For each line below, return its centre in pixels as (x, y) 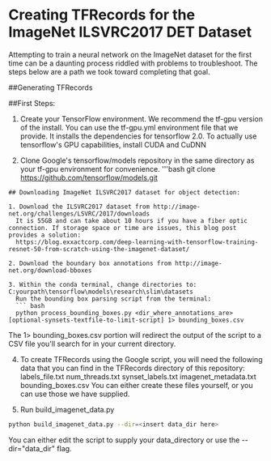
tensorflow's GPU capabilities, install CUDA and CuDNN (113, 144)
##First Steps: (32, 103)
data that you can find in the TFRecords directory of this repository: (132, 368)
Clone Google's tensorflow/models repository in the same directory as (137, 160)
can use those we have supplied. (75, 394)
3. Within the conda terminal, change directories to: (103, 284)
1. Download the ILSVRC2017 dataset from (79, 207)
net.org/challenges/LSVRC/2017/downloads (79, 213)
